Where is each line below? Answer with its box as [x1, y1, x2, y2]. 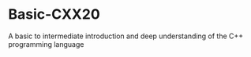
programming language [8, 39, 84, 48]
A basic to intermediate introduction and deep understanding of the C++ [8, 31, 244, 41]
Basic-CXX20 [8, 5, 100, 23]
